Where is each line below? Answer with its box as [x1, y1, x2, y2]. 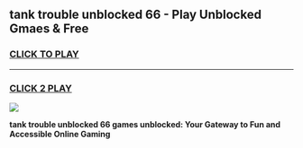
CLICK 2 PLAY [9, 82, 72, 94]
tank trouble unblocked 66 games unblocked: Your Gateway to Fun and [9, 118, 281, 129]
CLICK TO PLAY [9, 48, 79, 61]
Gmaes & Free [9, 22, 89, 37]
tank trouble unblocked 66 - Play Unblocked [9, 7, 262, 22]
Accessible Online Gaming [9, 128, 111, 139]
